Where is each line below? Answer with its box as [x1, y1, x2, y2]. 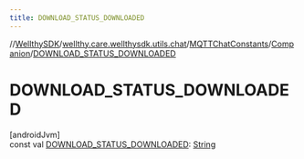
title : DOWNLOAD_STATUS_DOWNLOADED [9, 13, 145, 23]
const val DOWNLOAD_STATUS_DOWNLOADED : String [9, 138, 216, 150]
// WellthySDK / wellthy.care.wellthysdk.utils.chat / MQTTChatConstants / [9, 38, 272, 49]
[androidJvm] [9, 129, 61, 140]
